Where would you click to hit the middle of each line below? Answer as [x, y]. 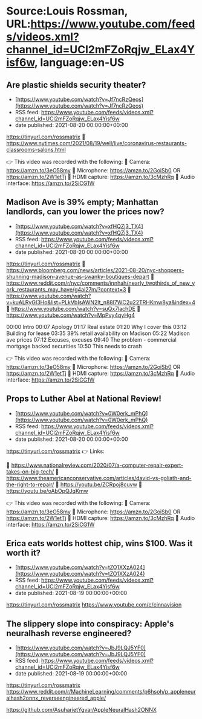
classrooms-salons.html [36, 150]
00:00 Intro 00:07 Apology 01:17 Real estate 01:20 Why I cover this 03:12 [96, 327]
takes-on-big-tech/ [30, 471]
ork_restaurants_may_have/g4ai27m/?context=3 [66, 289]
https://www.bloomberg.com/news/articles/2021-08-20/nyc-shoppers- [95, 270]
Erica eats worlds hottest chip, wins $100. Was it [99, 543]
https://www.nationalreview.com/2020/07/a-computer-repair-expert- [97, 465]
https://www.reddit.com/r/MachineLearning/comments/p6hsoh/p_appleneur [101, 692]
